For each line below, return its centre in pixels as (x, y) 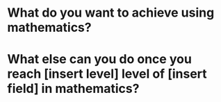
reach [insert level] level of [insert (107, 74)
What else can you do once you (100, 59)
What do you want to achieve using (111, 13)
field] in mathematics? (73, 89)
